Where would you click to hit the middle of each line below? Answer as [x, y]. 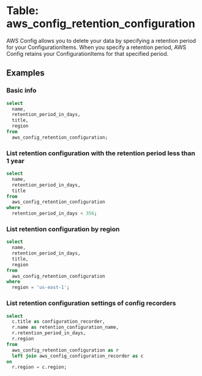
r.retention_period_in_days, [49, 333]
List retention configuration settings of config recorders [91, 303]
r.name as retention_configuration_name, [65, 328]
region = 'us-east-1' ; [41, 288]
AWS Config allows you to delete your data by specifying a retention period [101, 40]
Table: [23, 11]
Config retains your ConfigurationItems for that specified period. [88, 53]
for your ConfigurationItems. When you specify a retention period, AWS [96, 47]
